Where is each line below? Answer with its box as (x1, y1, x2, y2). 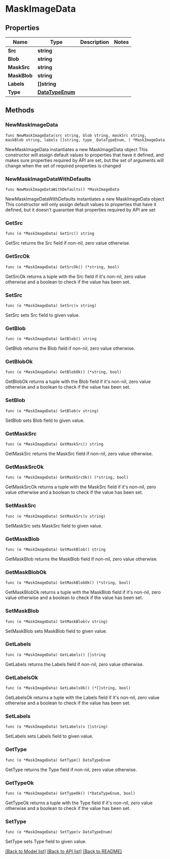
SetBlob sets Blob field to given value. (5, 417, 85, 423)
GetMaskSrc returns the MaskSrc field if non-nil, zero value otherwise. (5, 450, 153, 457)
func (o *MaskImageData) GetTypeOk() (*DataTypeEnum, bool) (5, 791, 136, 796)
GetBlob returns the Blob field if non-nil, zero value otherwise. (5, 345, 135, 351)
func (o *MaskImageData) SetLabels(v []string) (5, 724, 108, 729)
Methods (5, 106, 35, 115)
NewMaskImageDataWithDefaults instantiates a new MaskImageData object (5, 196, 164, 202)
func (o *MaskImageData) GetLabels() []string (5, 652, 106, 657)
